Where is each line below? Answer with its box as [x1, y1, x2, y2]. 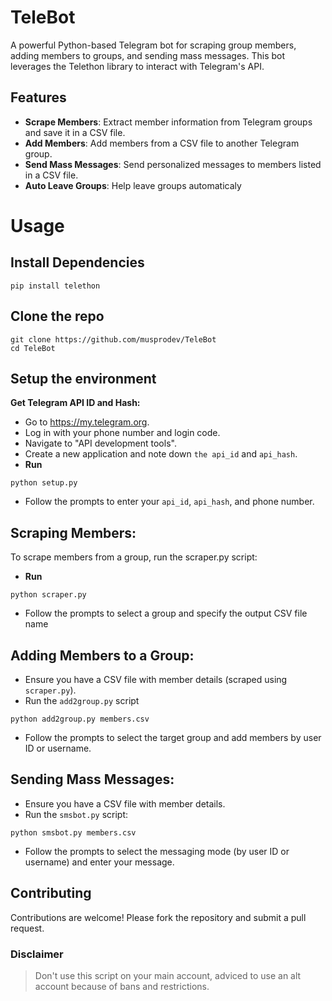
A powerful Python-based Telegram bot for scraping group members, [10, 39, 297, 51]
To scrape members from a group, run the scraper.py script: [10, 551, 258, 563]
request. [10, 922, 45, 934]
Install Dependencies [10, 254, 145, 271]
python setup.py [10, 478, 78, 488]
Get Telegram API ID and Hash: [10, 397, 141, 409]
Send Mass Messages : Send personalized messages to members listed [24, 158, 322, 170]
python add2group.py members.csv [10, 714, 150, 724]
